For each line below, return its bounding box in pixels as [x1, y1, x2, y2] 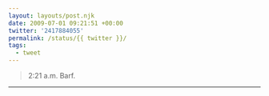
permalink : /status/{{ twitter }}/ [8, 34, 127, 42]
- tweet [15, 49, 42, 57]
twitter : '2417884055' [8, 26, 84, 34]
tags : [8, 42, 26, 50]
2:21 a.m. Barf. [27, 71, 76, 80]
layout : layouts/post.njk [8, 11, 94, 20]
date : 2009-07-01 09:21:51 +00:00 [8, 19, 124, 27]
